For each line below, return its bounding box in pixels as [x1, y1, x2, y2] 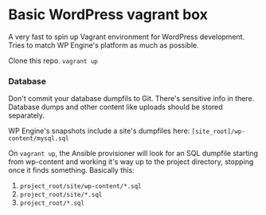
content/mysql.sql [8, 135, 69, 143]
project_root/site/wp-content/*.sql [19, 182, 142, 190]
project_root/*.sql [19, 199, 85, 208]
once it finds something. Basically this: [8, 166, 135, 175]
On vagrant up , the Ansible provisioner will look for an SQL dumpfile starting [8, 149, 259, 158]
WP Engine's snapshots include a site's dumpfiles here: [8, 126, 190, 136]
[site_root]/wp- [191, 127, 245, 136]
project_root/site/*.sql [19, 191, 103, 199]
